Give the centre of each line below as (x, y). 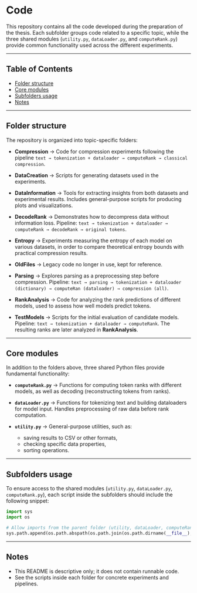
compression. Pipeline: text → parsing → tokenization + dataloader (98, 282)
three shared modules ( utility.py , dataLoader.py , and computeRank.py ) (92, 39)
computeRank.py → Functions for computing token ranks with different (98, 385)
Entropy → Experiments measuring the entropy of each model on (93, 240)
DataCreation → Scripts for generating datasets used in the (86, 175)
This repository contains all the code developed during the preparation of (95, 26)
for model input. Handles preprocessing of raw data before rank (91, 409)
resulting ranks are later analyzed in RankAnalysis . (76, 330)
